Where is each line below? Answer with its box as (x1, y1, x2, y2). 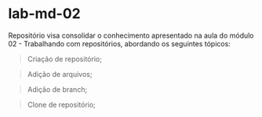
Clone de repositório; (27, 100, 96, 109)
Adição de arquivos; (27, 69, 93, 79)
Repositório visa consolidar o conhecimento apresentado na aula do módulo (8, 31, 254, 40)
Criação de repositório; (27, 54, 102, 64)
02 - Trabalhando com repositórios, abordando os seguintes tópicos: (8, 38, 231, 48)
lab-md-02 (8, 5, 81, 23)
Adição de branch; (27, 84, 88, 94)
